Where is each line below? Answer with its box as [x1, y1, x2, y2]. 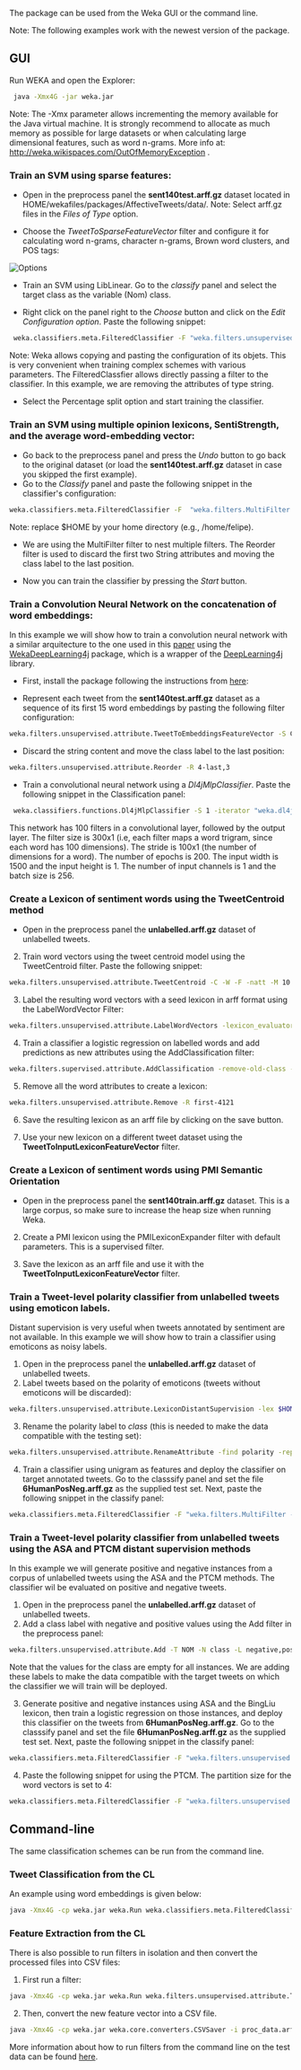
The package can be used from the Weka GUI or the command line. [9, 8, 258, 18]
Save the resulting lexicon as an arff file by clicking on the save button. [21, 1114, 284, 1125]
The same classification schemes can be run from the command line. [9, 1845, 264, 1856]
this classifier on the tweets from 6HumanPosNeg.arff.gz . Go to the [21, 1717, 275, 1728]
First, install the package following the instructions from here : [21, 675, 249, 686]
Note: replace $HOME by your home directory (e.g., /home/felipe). [9, 522, 254, 533]
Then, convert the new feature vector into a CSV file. [21, 2008, 218, 2019]
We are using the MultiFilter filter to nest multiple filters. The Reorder [21, 539, 276, 551]
